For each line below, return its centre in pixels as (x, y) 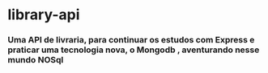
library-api (44, 15)
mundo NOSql (36, 60)
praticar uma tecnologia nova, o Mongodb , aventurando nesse (134, 50)
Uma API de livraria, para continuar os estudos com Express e (131, 40)
